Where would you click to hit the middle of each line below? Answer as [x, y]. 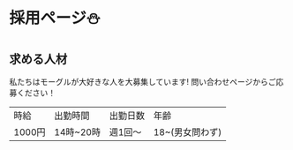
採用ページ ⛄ [55, 18]
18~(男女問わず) [188, 132]
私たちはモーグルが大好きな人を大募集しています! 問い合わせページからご [143, 82]
